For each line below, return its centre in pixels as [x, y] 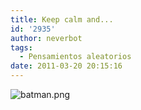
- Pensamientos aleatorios [75, 57]
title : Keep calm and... [62, 19]
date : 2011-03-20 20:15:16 [66, 66]
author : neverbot [46, 38]
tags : [21, 47]
